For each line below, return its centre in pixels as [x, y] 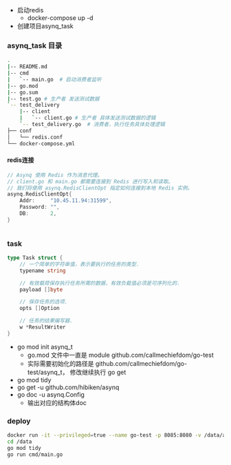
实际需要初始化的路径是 [60, 363]
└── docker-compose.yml [41, 143]
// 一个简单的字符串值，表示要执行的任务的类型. [79, 264]
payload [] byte [41, 289]
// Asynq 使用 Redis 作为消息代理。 [55, 175]
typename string [43, 271]
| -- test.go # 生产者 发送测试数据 [53, 99]
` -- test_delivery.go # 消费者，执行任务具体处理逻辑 [92, 125]
